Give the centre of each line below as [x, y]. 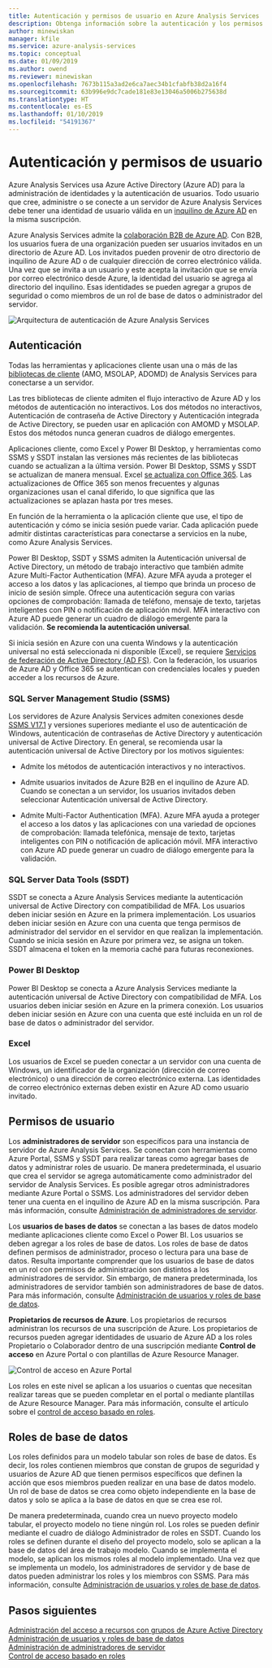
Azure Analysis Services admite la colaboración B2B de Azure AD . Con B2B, [136, 235]
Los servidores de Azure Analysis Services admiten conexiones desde [126, 716]
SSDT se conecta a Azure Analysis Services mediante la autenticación [126, 897]
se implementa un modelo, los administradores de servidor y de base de [129, 1568]
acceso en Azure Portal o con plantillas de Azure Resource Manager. [124, 1354]
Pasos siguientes [53, 1611]
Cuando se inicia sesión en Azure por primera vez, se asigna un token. [126, 941]
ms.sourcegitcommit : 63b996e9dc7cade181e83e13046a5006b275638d [118, 92]
